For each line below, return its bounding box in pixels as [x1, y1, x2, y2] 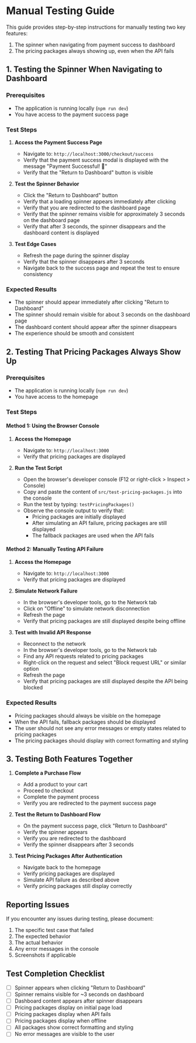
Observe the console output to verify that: [23, 507, 125, 514]
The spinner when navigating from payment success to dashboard [14, 41, 176, 48]
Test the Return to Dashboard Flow [14, 811, 101, 818]
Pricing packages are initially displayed [32, 513, 126, 520]
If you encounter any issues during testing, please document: [6, 915, 154, 923]
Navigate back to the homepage [23, 864, 101, 871]
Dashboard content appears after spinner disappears [14, 997, 143, 1005]
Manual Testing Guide [6, 4, 115, 18]
